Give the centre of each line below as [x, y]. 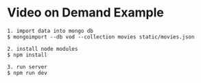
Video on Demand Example [86, 13]
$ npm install [27, 55]
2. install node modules [43, 49]
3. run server [27, 67]
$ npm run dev [27, 73]
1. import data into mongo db [50, 31]
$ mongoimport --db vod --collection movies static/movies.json [101, 37]
